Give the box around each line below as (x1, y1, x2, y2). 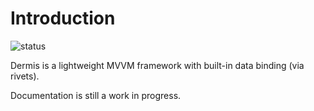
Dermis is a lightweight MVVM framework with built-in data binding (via (10, 59, 305, 71)
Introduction (10, 7, 116, 30)
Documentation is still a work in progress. (10, 89, 182, 101)
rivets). (10, 70, 40, 82)
